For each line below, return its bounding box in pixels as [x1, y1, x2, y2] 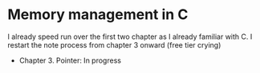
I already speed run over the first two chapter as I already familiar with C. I [7, 32, 253, 41]
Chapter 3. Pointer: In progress [18, 56, 122, 65]
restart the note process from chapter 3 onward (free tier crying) [7, 40, 221, 49]
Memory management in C [7, 6, 189, 24]
